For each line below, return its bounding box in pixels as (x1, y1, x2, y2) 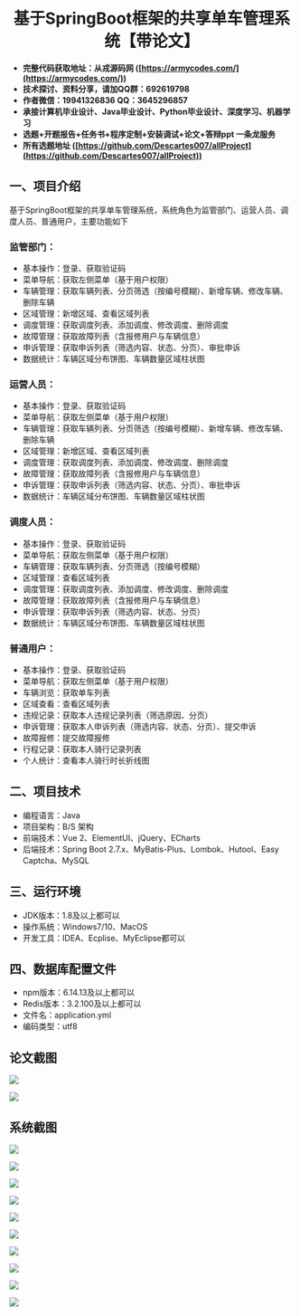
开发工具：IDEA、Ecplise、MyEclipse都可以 (22, 932, 186, 943)
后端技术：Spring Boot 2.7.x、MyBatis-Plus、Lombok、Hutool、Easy (22, 844, 280, 854)
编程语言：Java (22, 809, 81, 820)
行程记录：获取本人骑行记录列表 (22, 743, 142, 754)
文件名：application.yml (22, 1010, 111, 1021)
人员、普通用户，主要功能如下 (16, 215, 128, 226)
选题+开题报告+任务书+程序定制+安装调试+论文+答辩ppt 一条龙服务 (22, 129, 276, 139)
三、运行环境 (9, 884, 81, 900)
